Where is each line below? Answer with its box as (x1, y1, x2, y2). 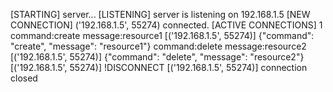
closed (10, 72, 38, 84)
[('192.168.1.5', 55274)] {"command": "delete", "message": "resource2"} (10, 51, 305, 63)
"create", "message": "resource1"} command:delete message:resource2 (10, 40, 307, 52)
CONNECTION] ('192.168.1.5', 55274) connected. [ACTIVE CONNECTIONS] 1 (10, 19, 323, 31)
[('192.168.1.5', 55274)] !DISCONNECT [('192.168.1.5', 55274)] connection (10, 62, 308, 73)
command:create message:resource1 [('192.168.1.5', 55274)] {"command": (10, 30, 315, 41)
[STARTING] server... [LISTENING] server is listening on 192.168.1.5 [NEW (10, 9, 311, 20)
